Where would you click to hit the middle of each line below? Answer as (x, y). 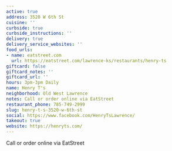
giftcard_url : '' (27, 77)
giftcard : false (26, 66)
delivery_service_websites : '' (44, 45)
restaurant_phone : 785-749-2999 (45, 104)
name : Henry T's (26, 88)
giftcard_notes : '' (30, 72)
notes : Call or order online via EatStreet (60, 99)
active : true (22, 11)
